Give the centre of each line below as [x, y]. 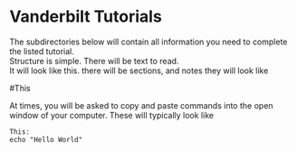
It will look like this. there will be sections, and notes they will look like [139, 71]
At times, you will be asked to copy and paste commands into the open [141, 105]
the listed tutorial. [42, 51]
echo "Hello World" [46, 139]
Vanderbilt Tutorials [86, 17]
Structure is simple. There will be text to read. [94, 61]
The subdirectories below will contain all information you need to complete [148, 42]
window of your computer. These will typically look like [112, 115]
